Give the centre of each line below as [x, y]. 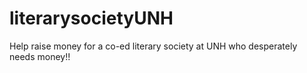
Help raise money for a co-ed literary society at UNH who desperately [153, 46]
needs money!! [40, 56]
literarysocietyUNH [91, 18]
